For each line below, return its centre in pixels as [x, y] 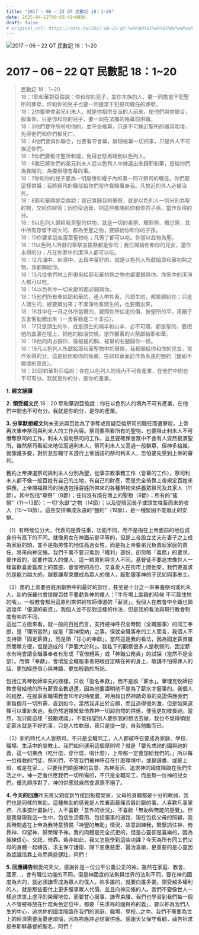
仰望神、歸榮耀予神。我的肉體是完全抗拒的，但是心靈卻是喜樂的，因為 [107, 832]
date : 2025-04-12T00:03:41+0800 [46, 17]
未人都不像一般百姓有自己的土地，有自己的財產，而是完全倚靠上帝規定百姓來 [99, 481]
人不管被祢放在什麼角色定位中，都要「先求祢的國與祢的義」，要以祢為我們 [96, 904]
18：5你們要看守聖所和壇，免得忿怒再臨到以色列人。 [85, 156]
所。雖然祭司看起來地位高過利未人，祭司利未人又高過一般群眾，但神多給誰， [99, 446]
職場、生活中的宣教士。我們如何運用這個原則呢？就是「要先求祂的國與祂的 [97, 746]
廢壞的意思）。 [38, 364]
